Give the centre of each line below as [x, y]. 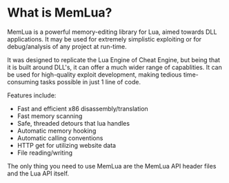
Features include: [32, 95]
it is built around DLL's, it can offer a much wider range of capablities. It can [114, 67]
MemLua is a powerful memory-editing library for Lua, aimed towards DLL [112, 32]
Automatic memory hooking [57, 131]
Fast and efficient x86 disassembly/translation [82, 108]
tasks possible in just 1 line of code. [91, 81]
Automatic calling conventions [60, 138]
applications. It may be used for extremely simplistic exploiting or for [104, 39]
